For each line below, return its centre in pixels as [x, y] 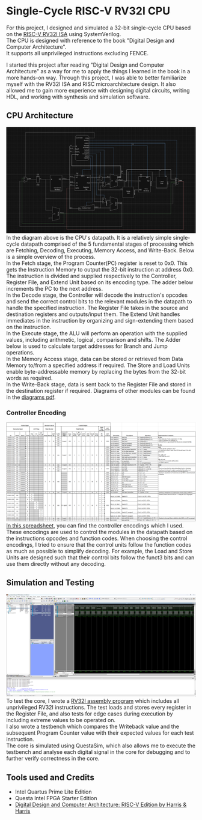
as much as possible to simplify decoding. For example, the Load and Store [99, 551]
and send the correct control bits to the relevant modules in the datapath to [99, 301]
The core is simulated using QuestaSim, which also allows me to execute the [101, 746]
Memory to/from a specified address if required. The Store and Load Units [98, 365]
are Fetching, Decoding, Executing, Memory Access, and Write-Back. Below [100, 250]
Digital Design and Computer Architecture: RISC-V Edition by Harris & [101, 805]
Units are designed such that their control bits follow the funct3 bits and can [100, 557]
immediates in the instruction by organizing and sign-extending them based [100, 320]
